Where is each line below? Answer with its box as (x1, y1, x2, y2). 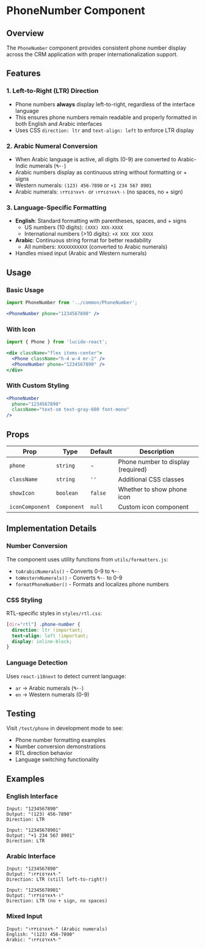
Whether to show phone (118, 485, 187, 494)
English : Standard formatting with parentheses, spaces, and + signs (15, 217, 187, 225)
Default (90, 447, 112, 456)
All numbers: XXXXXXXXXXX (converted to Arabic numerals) (24, 243, 168, 250)
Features (6, 68, 41, 79)
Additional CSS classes (118, 475, 184, 483)
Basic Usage (6, 285, 45, 294)
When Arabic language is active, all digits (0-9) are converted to (15, 155, 177, 162)
